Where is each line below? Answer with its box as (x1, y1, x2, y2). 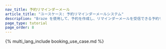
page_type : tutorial (5, 20, 48, 26)
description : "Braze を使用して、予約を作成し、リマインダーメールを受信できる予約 (5, 16, 160, 21)
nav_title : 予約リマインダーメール (5, 7, 70, 12)
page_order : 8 (5, 25, 35, 30)
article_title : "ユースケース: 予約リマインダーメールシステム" (5, 12, 124, 16)
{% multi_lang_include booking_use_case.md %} (5, 38, 104, 44)
